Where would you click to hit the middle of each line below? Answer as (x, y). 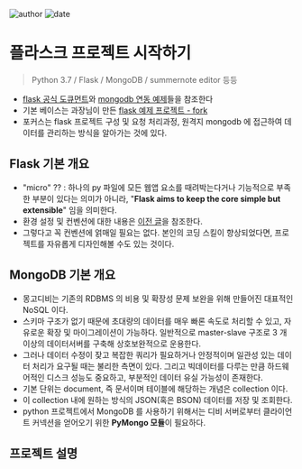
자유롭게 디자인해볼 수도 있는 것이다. (110, 244)
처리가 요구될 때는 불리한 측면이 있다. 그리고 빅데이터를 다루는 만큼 (149, 366)
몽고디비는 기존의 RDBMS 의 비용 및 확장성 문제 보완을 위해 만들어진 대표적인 (158, 299)
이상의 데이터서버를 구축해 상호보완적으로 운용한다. (111, 344)
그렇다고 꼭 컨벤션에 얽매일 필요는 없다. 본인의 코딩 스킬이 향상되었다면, (147, 232)
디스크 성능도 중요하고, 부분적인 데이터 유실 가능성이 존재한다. (155, 377)
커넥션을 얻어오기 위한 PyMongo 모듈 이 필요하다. (119, 422)
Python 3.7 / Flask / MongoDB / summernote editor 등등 (134, 79)
